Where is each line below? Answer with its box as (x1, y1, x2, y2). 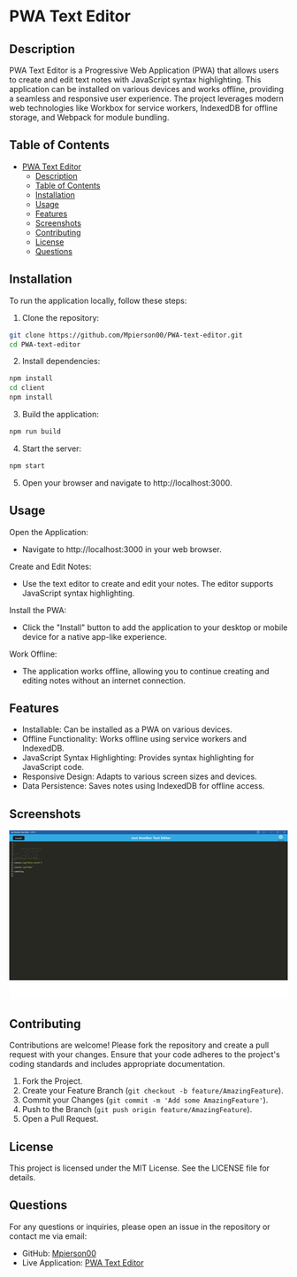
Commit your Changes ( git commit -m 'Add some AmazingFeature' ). (21, 1094, 269, 1105)
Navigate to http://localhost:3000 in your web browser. (21, 543, 223, 555)
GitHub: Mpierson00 (21, 1248, 97, 1258)
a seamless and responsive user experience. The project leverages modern (9, 93, 285, 104)
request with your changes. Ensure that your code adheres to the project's (9, 1049, 280, 1060)
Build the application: (21, 409, 99, 419)
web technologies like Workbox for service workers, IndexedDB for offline (9, 103, 278, 113)
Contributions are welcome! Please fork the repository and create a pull (9, 1040, 270, 1051)
